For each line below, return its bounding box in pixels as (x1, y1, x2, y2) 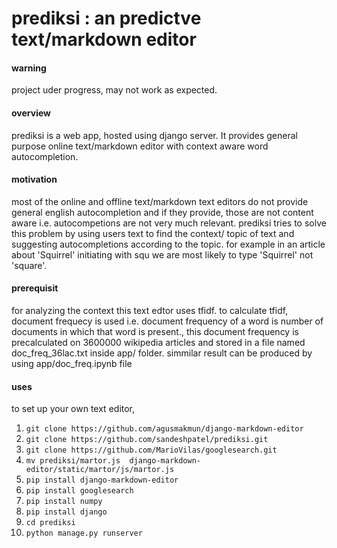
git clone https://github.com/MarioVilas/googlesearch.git (25, 445, 278, 456)
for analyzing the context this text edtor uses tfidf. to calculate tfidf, (11, 305, 289, 316)
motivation (11, 173, 58, 186)
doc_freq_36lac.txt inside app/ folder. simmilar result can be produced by (11, 347, 313, 359)
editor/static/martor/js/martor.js (25, 465, 175, 475)
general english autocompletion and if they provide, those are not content (11, 206, 314, 218)
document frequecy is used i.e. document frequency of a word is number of (11, 315, 324, 327)
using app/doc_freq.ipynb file (11, 358, 133, 369)
